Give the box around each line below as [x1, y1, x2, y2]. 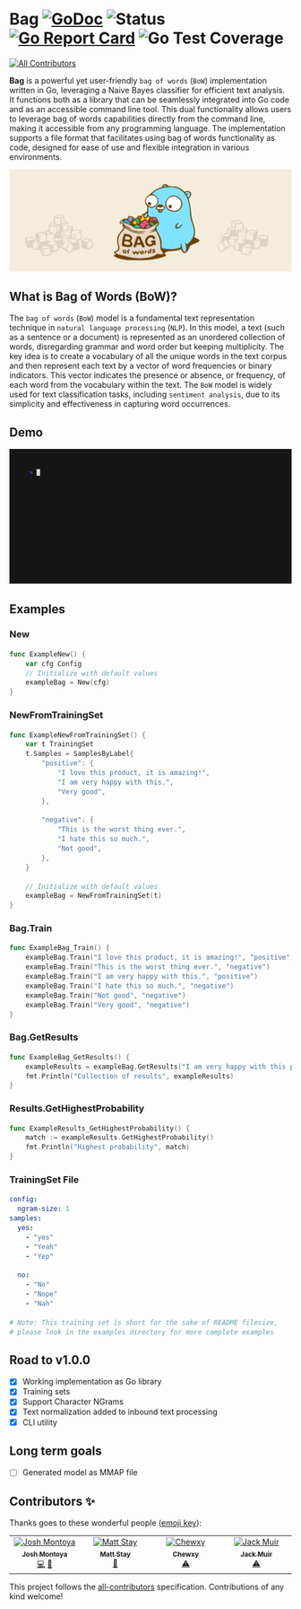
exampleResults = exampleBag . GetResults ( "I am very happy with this [25, 1062, 287, 1071]
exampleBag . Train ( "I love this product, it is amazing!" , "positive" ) [25, 953, 295, 963]
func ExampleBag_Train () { [9, 944, 110, 953]
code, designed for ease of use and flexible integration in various [9, 142, 250, 153]
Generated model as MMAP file [21, 1467, 138, 1478]
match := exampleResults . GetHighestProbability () [25, 1133, 215, 1142]
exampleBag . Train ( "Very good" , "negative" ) [25, 1000, 191, 1009]
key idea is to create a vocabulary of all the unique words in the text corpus [9, 351, 288, 362]
